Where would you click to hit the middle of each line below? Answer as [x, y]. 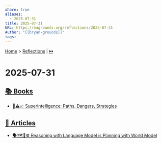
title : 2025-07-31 [24, 23]
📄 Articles [20, 123]
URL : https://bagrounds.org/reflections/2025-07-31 [59, 28]
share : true [17, 10]
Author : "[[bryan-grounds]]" [35, 32]
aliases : [14, 14]
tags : [11, 37]
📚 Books [19, 91]
